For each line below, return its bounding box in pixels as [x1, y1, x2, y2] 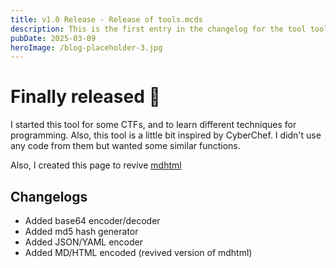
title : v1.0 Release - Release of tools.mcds [10, 14, 203, 25]
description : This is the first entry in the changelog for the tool [10, 24, 307, 34]
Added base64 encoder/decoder [24, 215, 161, 226]
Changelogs [10, 188, 88, 205]
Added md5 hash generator [24, 226, 139, 237]
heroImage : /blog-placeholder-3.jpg [10, 42, 163, 53]
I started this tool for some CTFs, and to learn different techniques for [10, 119, 297, 131]
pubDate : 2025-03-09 [10, 33, 97, 43]
